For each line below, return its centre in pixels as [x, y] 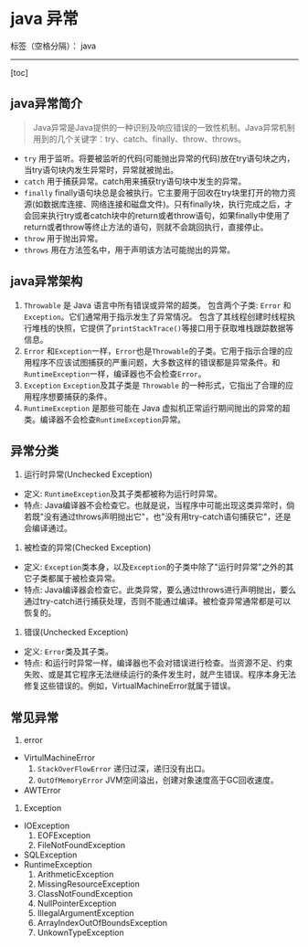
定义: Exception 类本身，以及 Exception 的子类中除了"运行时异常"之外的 [154, 567]
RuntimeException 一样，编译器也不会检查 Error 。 [115, 373]
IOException [47, 826]
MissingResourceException [88, 884]
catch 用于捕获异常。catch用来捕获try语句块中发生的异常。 [135, 181]
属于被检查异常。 [88, 579]
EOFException [64, 835]
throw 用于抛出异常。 [63, 238]
